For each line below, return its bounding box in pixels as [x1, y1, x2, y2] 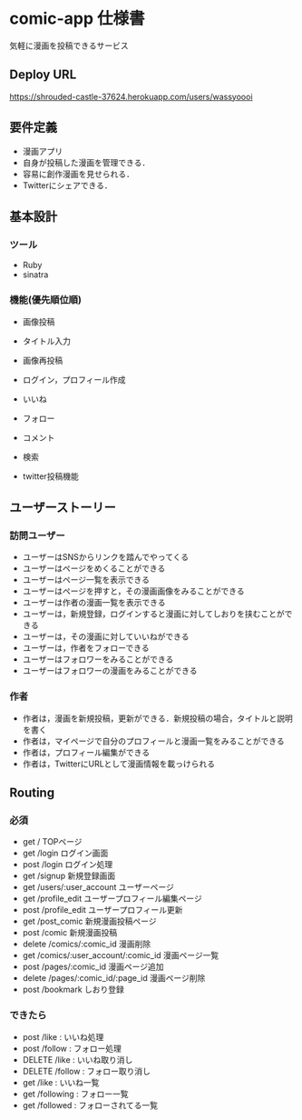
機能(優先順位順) [9, 294, 82, 306]
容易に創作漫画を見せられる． [22, 168, 134, 179]
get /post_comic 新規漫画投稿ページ [22, 915, 157, 927]
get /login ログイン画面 [22, 847, 109, 859]
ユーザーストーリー [9, 499, 116, 515]
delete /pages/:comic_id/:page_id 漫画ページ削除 [22, 973, 206, 984]
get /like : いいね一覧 [22, 1076, 100, 1087]
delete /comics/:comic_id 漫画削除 [22, 938, 151, 950]
